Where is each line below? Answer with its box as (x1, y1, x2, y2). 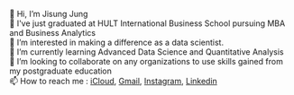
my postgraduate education (9, 65, 113, 76)
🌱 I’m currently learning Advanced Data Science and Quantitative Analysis (9, 47, 284, 57)
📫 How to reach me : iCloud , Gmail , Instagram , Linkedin (9, 76, 218, 86)
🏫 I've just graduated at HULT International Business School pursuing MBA (9, 18, 286, 29)
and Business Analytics (9, 28, 96, 38)
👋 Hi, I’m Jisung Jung (9, 9, 88, 19)
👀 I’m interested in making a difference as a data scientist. (9, 37, 224, 47)
